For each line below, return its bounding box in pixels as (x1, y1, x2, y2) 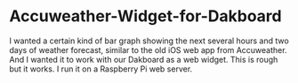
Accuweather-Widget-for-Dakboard (9, 6, 282, 26)
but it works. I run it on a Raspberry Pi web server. (9, 64, 193, 74)
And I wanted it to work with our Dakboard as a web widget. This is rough (9, 54, 278, 64)
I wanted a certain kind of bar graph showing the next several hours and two (9, 35, 289, 46)
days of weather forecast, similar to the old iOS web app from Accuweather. (9, 44, 287, 55)
